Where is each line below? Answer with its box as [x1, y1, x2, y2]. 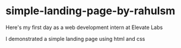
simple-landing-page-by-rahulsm [5, 4, 176, 18]
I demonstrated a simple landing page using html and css [5, 35, 145, 42]
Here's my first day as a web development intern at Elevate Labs [5, 24, 163, 31]
